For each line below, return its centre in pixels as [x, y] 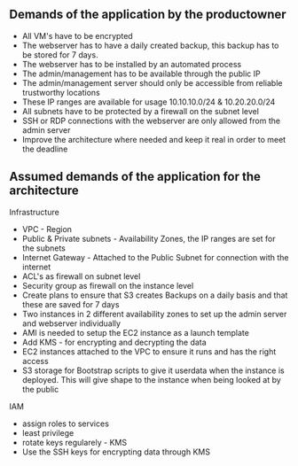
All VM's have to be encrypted [77, 35]
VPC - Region [47, 229]
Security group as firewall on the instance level [108, 285]
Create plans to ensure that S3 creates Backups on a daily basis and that [155, 295]
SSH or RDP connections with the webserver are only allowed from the [151, 120]
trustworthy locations [61, 92]
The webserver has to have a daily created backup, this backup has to [150, 45]
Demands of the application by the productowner [148, 15]
